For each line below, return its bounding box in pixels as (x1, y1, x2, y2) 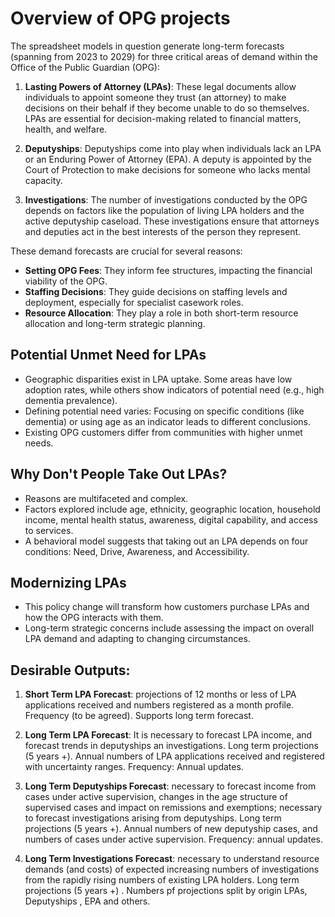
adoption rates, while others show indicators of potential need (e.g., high (24, 383, 325, 396)
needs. (24, 437, 54, 449)
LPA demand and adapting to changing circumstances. (24, 633, 251, 645)
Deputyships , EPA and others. (24, 895, 151, 907)
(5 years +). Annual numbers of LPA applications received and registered (24, 750, 325, 762)
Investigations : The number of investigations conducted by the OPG (24, 193, 308, 206)
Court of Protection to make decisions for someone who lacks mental (24, 163, 311, 176)
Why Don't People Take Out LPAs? (10, 466, 228, 483)
